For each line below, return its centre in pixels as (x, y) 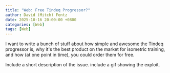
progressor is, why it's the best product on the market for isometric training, (85, 49)
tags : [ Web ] (18, 29)
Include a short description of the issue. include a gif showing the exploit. (83, 65)
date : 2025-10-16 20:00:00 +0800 (41, 20)
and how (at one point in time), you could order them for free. (70, 55)
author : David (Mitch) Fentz (36, 15)
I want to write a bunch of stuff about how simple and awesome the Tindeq (84, 44)
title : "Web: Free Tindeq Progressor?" (48, 10)
